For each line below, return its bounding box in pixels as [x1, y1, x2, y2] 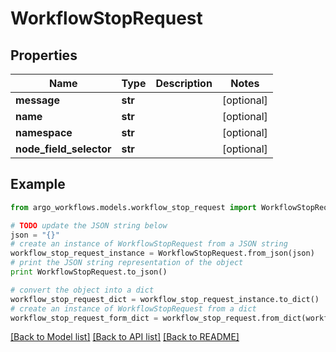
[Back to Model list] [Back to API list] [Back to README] [10, 331, 240, 343]
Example [10, 176, 66, 193]
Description [155, 77, 213, 90]
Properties [10, 47, 78, 64]
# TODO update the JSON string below [10, 220, 168, 231]
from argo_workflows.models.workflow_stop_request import [10, 202, 257, 212]
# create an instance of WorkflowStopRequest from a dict [10, 303, 257, 314]
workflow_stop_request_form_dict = [10, 313, 159, 323]
